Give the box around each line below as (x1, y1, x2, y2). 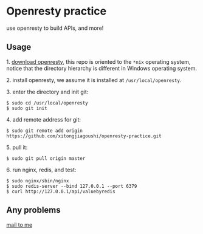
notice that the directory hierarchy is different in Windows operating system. (6, 64, 198, 72)
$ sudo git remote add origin (6, 128, 83, 134)
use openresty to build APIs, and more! (6, 24, 104, 32)
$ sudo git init (6, 105, 47, 111)
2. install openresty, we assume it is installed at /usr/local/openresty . (6, 76, 182, 83)
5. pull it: (6, 143, 28, 151)
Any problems (6, 205, 61, 215)
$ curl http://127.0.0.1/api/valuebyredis (6, 188, 115, 194)
